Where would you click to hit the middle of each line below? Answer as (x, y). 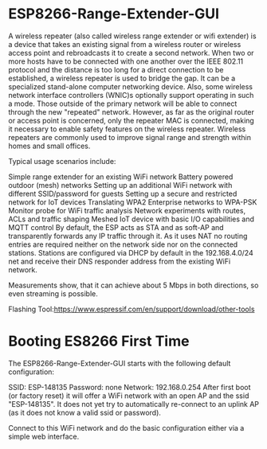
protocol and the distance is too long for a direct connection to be (116, 69)
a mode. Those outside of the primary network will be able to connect (123, 103)
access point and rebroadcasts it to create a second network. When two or (131, 53)
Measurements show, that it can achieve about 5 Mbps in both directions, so (133, 285)
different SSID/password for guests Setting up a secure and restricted (123, 193)
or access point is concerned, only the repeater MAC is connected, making (132, 120)
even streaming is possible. (53, 293)
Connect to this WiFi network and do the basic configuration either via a (126, 428)
